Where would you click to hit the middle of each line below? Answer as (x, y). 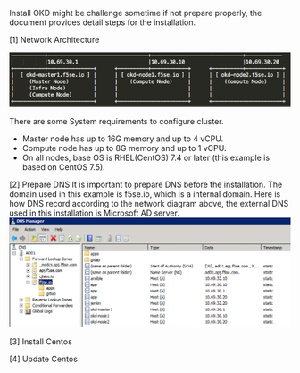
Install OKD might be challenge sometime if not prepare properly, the (136, 13)
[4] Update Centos (44, 359)
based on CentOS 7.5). (63, 167)
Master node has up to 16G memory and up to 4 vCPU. (123, 139)
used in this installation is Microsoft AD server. (95, 213)
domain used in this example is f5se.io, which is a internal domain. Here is (145, 194)
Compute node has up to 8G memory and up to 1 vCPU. (124, 148)
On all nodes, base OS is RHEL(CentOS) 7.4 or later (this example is (146, 157)
